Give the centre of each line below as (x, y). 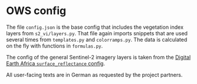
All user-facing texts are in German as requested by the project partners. (94, 75)
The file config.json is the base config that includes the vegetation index (95, 27)
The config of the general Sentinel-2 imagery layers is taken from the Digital (98, 57)
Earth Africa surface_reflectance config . (55, 63)
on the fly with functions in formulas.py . (55, 46)
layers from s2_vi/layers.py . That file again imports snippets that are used (97, 33)
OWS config (36, 11)
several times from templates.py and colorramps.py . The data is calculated (97, 39)
